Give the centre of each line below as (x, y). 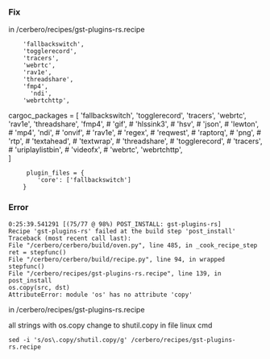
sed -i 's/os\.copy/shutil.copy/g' (68, 340)
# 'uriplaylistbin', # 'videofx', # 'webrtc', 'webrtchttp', (96, 150)
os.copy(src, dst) (39, 287)
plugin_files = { (55, 173)
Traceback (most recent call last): (70, 238)
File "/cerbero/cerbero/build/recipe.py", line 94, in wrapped (117, 259)
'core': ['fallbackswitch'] (84, 180)
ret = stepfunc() (37, 252)
